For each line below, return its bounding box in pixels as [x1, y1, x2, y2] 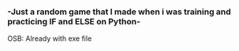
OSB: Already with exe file [7, 34, 92, 43]
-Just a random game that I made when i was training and [7, 6, 232, 17]
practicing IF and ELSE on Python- [7, 16, 141, 27]
